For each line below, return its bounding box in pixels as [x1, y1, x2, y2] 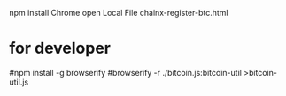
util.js [9, 77, 29, 87]
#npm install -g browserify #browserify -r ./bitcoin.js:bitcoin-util [9, 67, 242, 78]
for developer [9, 39, 112, 58]
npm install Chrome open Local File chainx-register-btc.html [9, 8, 228, 18]
